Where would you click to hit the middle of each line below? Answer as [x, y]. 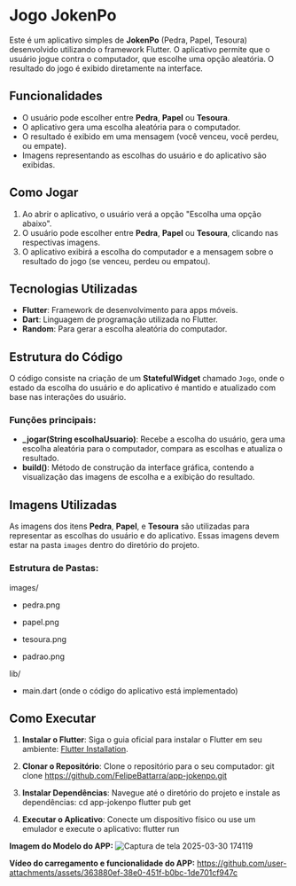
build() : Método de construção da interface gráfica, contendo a [138, 467]
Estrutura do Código [66, 357]
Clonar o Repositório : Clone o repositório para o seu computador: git [148, 766]
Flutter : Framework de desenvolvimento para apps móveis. [130, 310]
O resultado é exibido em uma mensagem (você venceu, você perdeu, [150, 136]
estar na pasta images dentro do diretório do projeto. [104, 545]
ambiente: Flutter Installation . [75, 749]
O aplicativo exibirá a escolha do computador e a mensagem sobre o [148, 251]
